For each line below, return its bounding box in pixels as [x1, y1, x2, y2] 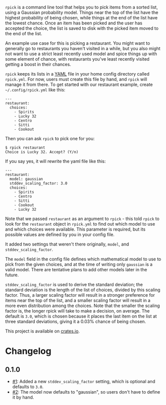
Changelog [5, 345, 52, 357]
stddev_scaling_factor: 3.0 [9, 181, 68, 186]
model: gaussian [9, 176, 43, 181]
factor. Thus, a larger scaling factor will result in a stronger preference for [5, 292, 155, 298]
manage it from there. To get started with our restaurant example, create [5, 81, 153, 87]
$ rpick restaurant [5, 145, 46, 150]
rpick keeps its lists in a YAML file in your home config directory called [5, 71, 150, 77]
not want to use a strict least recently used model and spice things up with [5, 51, 157, 57]
